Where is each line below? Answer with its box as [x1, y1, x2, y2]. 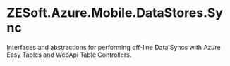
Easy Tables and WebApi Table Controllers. [6, 51, 132, 59]
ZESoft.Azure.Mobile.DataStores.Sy [6, 5, 224, 21]
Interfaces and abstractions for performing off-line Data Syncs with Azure [6, 43, 222, 51]
